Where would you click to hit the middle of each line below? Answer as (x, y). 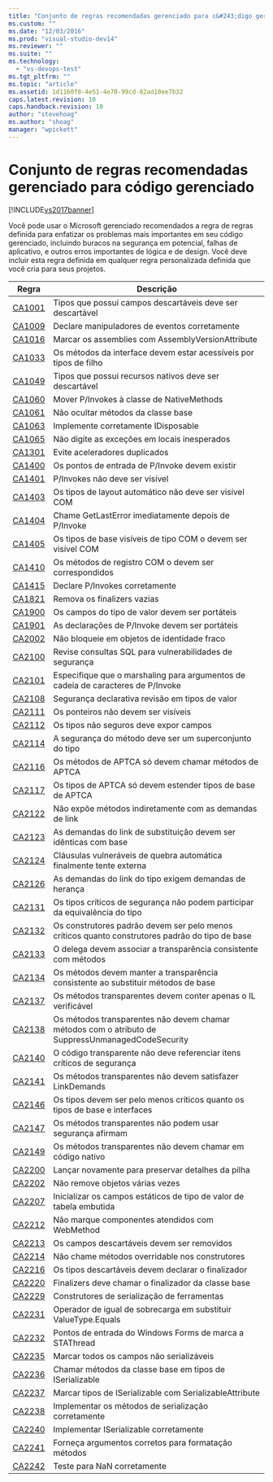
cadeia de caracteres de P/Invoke (117, 685)
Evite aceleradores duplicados (110, 452)
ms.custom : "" (32, 24)
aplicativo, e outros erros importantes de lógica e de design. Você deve (128, 251)
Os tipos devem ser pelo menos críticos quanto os (148, 1099)
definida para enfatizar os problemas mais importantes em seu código (126, 234)
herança (69, 888)
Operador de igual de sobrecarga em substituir (142, 1309)
